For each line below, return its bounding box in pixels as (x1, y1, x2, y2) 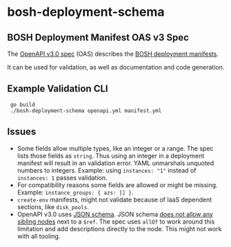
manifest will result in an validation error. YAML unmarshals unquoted (17, 159, 214, 167)
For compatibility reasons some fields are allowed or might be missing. (17, 180, 219, 189)
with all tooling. (17, 232, 61, 240)
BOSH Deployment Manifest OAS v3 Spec (7, 32, 190, 43)
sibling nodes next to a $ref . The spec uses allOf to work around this (17, 217, 215, 226)
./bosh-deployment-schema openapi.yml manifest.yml (10, 107, 162, 114)
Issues (7, 126, 37, 138)
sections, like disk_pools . (17, 202, 90, 211)
